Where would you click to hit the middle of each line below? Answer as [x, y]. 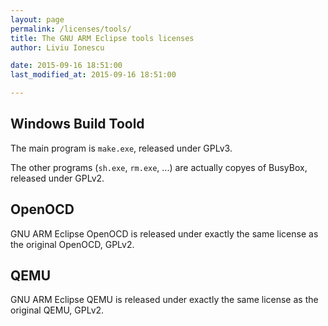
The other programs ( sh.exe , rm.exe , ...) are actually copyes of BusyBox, [159, 167]
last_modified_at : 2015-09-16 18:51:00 [93, 75]
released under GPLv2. [57, 178]
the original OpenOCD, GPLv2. [72, 244]
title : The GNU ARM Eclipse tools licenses [102, 38]
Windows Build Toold [77, 124]
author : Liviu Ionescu [57, 47]
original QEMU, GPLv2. [57, 310]
